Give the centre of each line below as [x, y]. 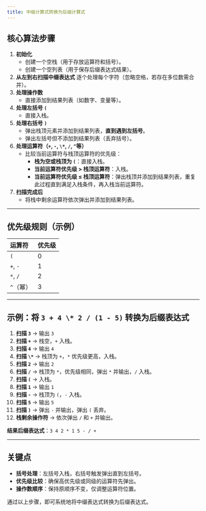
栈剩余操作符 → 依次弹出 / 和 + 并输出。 [66, 418]
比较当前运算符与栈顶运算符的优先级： [73, 154]
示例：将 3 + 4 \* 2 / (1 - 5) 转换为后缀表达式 [98, 317]
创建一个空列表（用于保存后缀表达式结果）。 [80, 70]
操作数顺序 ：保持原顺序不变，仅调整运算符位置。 [77, 488]
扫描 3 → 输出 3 [35, 333]
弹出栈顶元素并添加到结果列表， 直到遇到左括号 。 [86, 131]
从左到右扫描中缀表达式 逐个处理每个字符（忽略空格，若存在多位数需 [102, 77]
